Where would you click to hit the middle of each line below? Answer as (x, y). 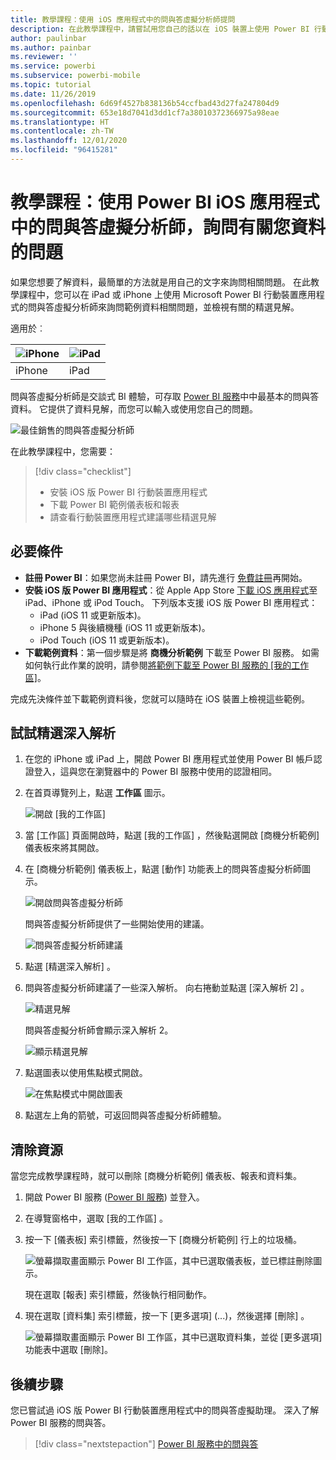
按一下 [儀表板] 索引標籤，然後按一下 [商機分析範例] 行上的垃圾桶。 (163, 1240)
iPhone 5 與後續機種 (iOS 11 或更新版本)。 (125, 627)
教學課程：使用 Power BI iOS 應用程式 (165, 202)
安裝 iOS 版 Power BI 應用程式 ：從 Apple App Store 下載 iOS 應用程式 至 (171, 590)
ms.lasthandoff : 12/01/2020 (69, 141)
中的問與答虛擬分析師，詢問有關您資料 (168, 227)
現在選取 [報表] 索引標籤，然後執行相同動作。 (118, 1295)
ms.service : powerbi (53, 66)
